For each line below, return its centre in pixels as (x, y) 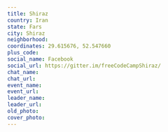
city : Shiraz (26, 33)
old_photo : (23, 111)
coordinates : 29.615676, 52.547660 (59, 46)
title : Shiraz (28, 14)
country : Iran (28, 20)
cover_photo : (26, 117)
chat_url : (22, 79)
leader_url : (24, 105)
